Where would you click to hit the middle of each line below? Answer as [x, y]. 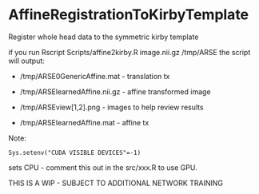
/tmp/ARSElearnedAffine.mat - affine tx [84, 122]
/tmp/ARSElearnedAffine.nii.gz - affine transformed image [115, 91]
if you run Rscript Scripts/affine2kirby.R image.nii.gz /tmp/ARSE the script [129, 52]
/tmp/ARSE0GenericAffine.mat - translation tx [95, 76]
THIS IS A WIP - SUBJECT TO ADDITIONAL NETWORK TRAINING [116, 183]
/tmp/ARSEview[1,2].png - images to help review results [112, 107]
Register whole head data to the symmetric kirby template [104, 37]
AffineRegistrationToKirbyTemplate [129, 15]
